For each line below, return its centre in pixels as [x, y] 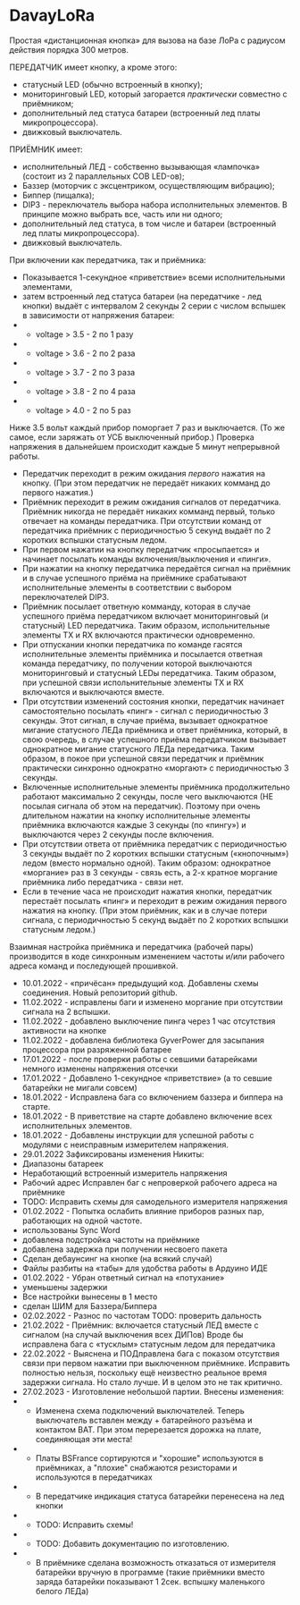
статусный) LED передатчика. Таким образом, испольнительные [146, 625]
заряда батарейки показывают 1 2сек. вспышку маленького [150, 1581]
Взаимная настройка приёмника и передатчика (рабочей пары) [132, 946]
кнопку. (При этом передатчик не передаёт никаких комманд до [146, 483]
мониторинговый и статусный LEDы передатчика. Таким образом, [149, 672]
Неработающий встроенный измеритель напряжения [125, 1173]
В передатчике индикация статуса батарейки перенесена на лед [160, 1496]
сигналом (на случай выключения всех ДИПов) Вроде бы [133, 1334]
